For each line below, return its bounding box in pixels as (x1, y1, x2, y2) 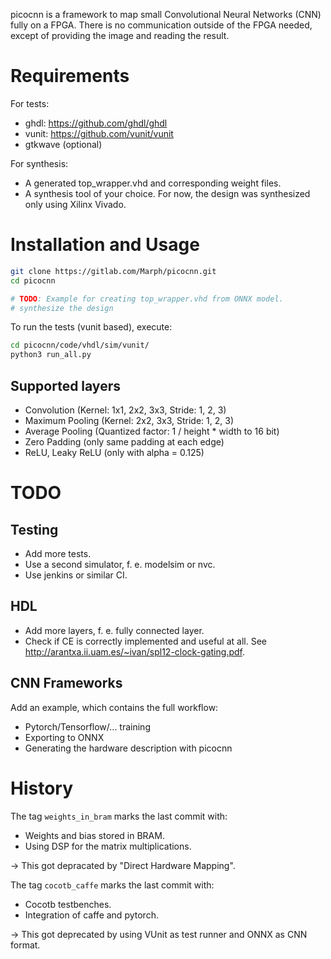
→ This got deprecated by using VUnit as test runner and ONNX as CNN (10, 928, 308, 940)
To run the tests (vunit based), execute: (10, 321, 173, 333)
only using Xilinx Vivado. (24, 198, 127, 210)
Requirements (10, 65, 130, 88)
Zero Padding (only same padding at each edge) (24, 435, 225, 448)
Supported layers (10, 377, 121, 394)
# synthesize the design (10, 303, 114, 313)
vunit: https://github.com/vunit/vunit (24, 127, 174, 139)
